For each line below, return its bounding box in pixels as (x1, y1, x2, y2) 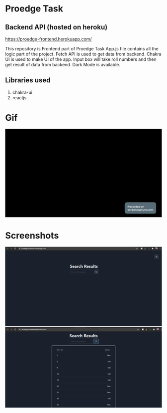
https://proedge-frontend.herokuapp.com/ (5, 36, 92, 42)
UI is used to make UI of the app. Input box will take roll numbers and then (5, 56, 157, 62)
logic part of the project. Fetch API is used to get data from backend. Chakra (5, 51, 162, 57)
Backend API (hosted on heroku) (5, 23, 108, 31)
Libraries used (5, 76, 51, 85)
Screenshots (5, 230, 59, 241)
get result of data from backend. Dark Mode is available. (5, 62, 120, 67)
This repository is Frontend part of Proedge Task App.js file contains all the (5, 46, 159, 51)
